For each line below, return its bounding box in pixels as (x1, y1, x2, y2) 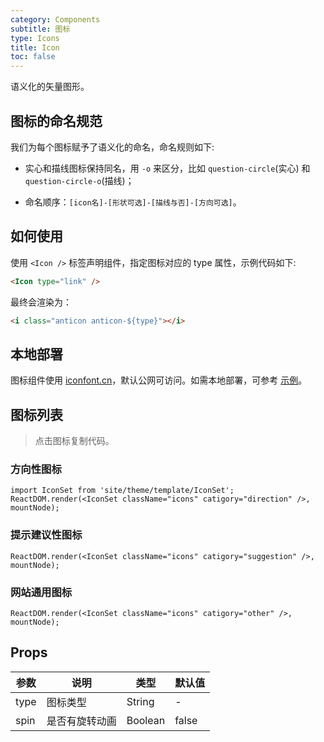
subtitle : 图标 (10, 24, 71, 34)
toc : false (10, 52, 56, 62)
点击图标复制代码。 (34, 435, 115, 447)
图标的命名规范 (10, 112, 103, 130)
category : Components (10, 14, 101, 25)
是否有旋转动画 (46, 714, 117, 728)
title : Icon (10, 42, 60, 53)
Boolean (126, 713, 166, 727)
